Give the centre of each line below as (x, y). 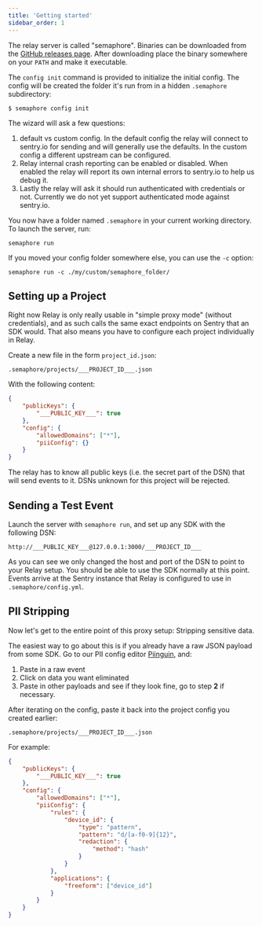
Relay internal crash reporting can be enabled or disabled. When (124, 163)
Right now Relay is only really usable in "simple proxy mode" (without (120, 315)
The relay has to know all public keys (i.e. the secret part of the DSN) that (127, 472)
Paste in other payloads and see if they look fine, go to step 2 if (122, 686)
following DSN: (32, 533)
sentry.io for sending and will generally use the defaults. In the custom (133, 146)
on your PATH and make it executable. (68, 62)
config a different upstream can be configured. (95, 155)
